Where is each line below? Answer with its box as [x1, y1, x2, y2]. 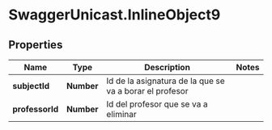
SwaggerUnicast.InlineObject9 [8, 6, 221, 24]
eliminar [106, 109, 137, 120]
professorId [12, 103, 59, 115]
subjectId [12, 81, 50, 91]
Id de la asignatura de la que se [106, 75, 225, 86]
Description [144, 62, 190, 73]
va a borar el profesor [106, 86, 189, 96]
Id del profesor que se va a [106, 99, 208, 110]
